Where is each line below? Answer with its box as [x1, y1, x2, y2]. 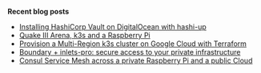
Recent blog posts [7, 7, 70, 16]
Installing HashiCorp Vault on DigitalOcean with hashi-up [18, 22, 207, 31]
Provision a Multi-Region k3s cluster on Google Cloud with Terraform [18, 39, 247, 48]
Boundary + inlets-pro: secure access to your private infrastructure [18, 48, 241, 56]
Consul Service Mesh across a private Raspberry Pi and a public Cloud [18, 56, 253, 65]
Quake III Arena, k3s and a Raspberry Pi [18, 31, 151, 40]
